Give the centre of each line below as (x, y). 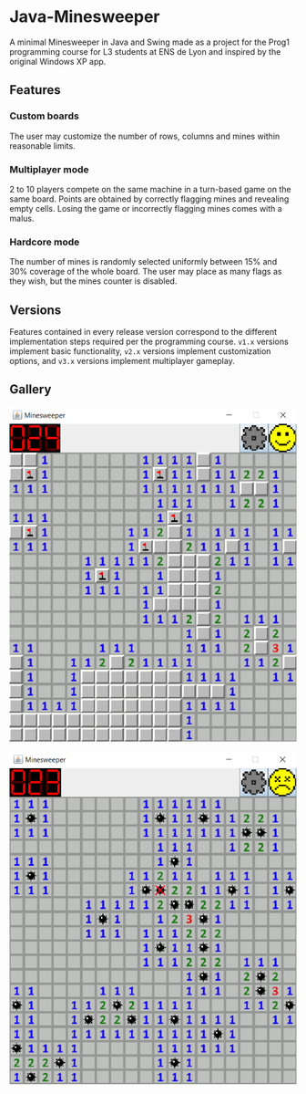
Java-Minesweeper (85, 17)
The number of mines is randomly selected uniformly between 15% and (143, 262)
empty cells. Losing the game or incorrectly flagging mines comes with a (146, 208)
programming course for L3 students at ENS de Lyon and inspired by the (145, 51)
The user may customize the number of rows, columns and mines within (145, 136)
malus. (22, 218)
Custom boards (44, 116)
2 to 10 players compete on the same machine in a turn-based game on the (150, 189)
